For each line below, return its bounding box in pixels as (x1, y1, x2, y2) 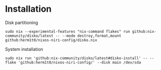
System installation (5, 46, 43, 52)
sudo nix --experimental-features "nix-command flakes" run (5, 29, 131, 34)
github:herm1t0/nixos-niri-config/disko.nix (5, 38, 97, 43)
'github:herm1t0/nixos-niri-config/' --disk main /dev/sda (18, 60, 141, 65)
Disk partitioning (5, 20, 38, 25)
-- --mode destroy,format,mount (55, 33, 121, 38)
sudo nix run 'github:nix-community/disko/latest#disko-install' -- (5, 55, 148, 61)
